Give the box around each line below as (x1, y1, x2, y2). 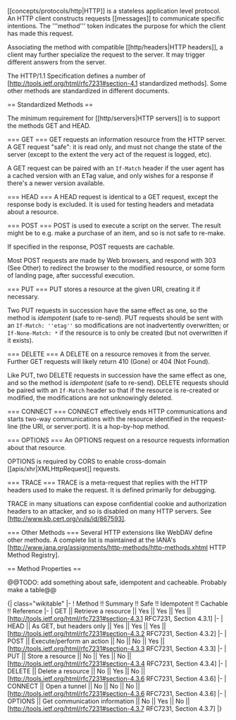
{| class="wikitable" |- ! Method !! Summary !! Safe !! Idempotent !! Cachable (7, 599, 228, 608)
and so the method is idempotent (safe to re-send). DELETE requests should (7, 379, 229, 386)
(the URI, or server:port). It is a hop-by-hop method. (19, 423, 170, 430)
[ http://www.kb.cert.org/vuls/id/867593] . (7, 514, 127, 523)
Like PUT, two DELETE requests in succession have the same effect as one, (7, 371, 227, 379)
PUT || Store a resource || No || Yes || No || (7, 652, 132, 660)
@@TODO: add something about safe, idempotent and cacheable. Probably (7, 578, 227, 586)
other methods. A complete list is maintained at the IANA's (7, 536, 176, 544)
